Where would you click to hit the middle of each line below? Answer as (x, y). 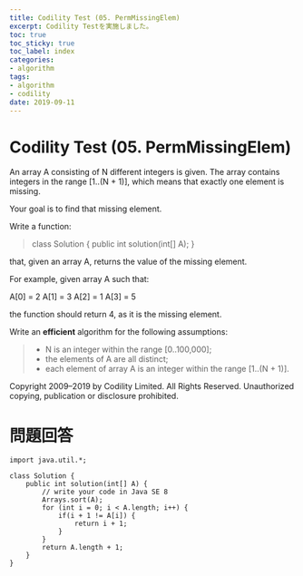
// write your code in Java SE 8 (105, 492)
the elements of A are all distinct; (107, 359)
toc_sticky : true (42, 43)
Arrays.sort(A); (73, 500)
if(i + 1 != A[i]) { (97, 516)
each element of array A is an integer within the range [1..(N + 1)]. (167, 369)
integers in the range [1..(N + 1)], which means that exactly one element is (147, 181)
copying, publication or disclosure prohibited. (94, 396)
